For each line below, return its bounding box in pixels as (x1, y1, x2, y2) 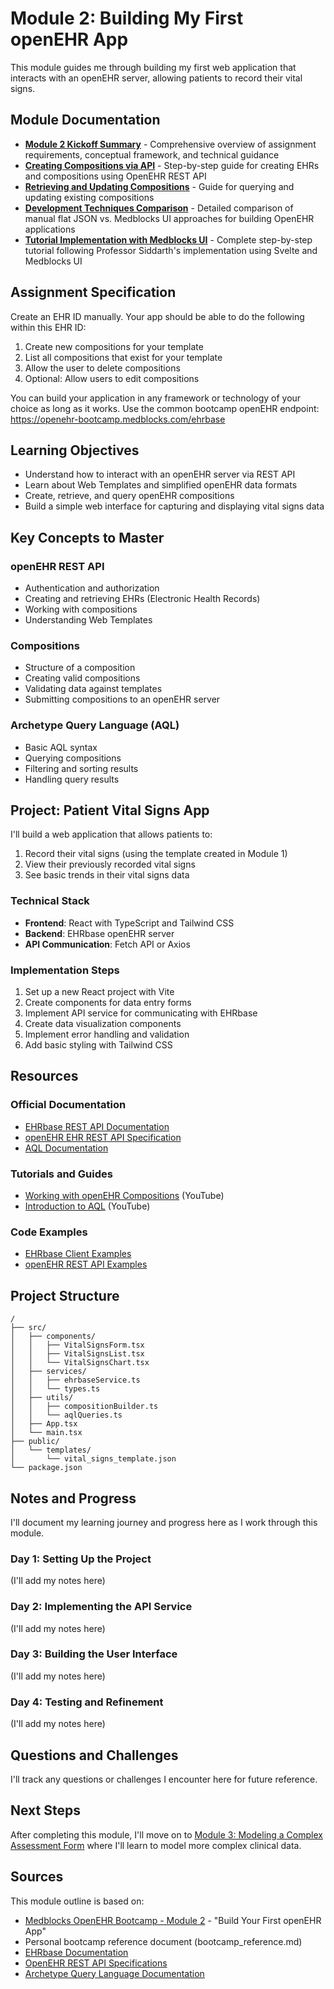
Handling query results (24, 773, 120, 785)
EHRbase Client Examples (24, 1248, 132, 1260)
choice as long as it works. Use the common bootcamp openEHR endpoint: (10, 402, 320, 414)
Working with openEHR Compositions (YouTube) (24, 1190, 225, 1202)
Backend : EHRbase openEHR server (24, 927, 175, 939)
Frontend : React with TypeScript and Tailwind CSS (24, 917, 235, 929)
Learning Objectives (10, 442, 140, 459)
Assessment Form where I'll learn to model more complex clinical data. (10, 1839, 302, 1851)
